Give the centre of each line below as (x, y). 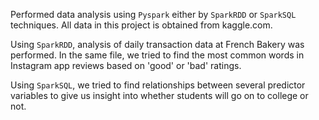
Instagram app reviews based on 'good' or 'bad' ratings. (126, 65)
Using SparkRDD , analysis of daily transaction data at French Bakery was (157, 44)
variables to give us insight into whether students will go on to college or (159, 95)
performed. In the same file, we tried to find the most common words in (157, 55)
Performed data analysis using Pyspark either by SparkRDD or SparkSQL (153, 14)
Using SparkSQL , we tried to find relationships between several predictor (158, 85)
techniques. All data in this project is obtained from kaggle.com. (141, 25)
